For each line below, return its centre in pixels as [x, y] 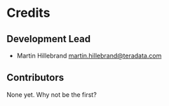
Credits [28, 13]
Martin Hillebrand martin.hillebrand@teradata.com [89, 55]
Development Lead [49, 39]
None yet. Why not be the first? [52, 94]
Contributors [35, 78]
